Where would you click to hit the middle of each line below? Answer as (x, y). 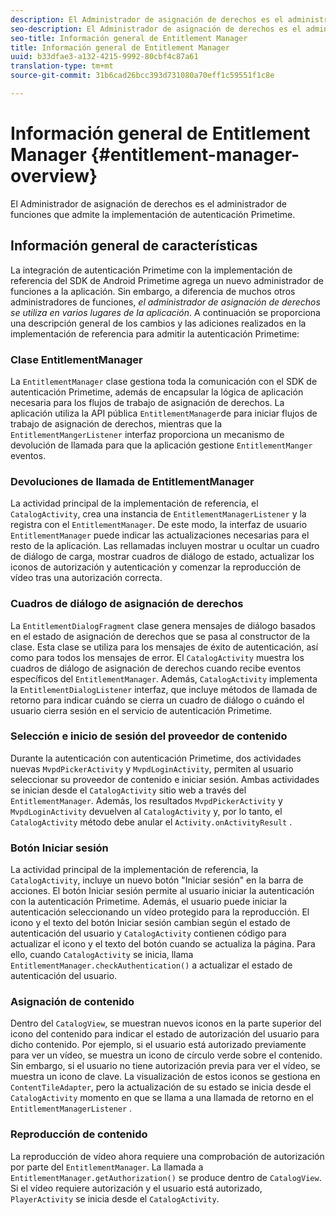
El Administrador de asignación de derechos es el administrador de (148, 203)
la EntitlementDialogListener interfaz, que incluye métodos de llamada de (164, 689)
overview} (54, 176)
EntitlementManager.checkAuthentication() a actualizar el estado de (151, 965)
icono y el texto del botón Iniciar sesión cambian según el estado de (150, 923)
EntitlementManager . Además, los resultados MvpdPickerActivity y (146, 800)
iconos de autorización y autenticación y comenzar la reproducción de (156, 567)
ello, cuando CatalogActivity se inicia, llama (102, 955)
